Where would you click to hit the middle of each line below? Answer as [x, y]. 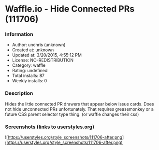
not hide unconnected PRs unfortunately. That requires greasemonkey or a [79, 109]
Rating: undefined [30, 71]
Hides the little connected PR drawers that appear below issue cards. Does [79, 104]
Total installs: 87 [28, 75]
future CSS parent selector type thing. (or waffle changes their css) [72, 114]
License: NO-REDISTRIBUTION [43, 60]
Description [19, 93]
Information [19, 34]
